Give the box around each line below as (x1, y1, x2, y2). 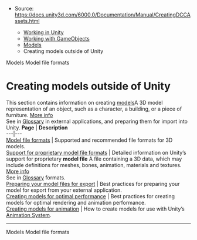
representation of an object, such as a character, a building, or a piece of (6, 105, 182, 112)
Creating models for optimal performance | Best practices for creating (6, 192, 175, 199)
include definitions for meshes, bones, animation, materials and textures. (6, 161, 182, 168)
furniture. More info (6, 111, 53, 118)
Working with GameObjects (23, 35, 90, 42)
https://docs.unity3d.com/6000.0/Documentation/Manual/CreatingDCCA (14, 11, 191, 18)
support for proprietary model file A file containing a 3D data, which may (6, 155, 182, 162)
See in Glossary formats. (6, 174, 66, 181)
